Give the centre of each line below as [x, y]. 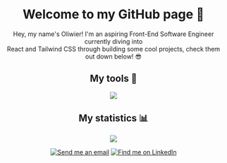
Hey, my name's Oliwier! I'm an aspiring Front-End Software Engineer [114, 34]
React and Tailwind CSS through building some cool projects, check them [114, 49]
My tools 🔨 [114, 79]
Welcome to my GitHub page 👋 [114, 14]
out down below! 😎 [114, 56]
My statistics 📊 [114, 118]
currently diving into [114, 41]
